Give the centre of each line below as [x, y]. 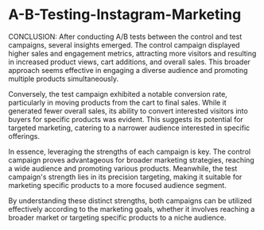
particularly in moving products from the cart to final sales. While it [117, 102]
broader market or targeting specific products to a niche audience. [117, 217]
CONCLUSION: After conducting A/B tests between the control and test [125, 36]
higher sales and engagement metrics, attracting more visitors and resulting [132, 53]
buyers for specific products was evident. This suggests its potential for [126, 119]
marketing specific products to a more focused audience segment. [117, 185]
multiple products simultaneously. [64, 79]
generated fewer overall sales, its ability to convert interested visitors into [128, 111]
